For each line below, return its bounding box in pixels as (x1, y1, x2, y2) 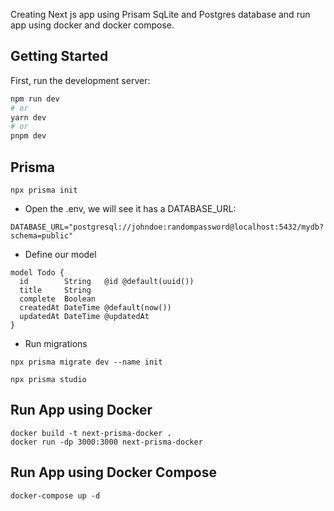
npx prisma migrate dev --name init (10, 357, 163, 367)
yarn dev (10, 112, 47, 123)
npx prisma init (10, 185, 78, 195)
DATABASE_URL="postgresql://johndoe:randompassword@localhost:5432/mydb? (10, 222, 325, 232)
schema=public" (10, 231, 74, 241)
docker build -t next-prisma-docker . (10, 428, 172, 438)
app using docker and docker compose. (10, 19, 175, 31)
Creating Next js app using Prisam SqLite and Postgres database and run (10, 9, 311, 20)
